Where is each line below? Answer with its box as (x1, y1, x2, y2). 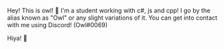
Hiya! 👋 (7, 34, 27, 42)
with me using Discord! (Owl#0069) (7, 21, 108, 29)
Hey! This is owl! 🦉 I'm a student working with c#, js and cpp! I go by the (7, 7, 211, 14)
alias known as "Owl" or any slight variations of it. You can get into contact (7, 14, 218, 22)
